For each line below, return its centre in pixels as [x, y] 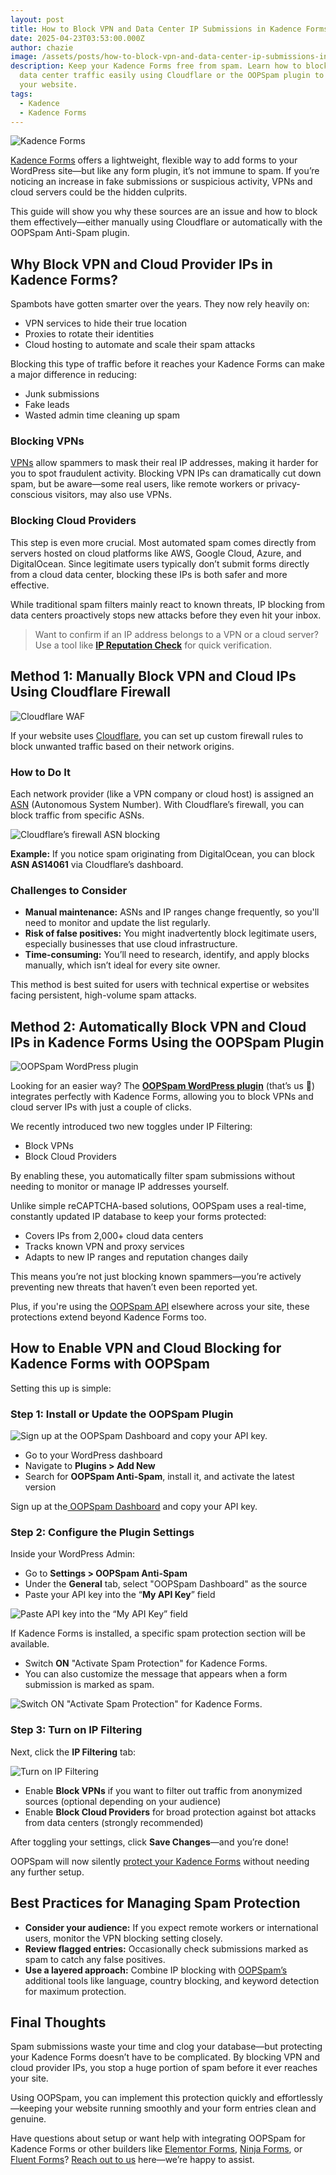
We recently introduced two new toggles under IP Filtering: [131, 1126]
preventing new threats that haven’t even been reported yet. [134, 1287]
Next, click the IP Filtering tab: [73, 1752]
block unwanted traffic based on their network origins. [122, 746]
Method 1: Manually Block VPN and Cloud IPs [153, 676]
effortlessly [299, 2098]
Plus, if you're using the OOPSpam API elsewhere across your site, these [160, 1306]
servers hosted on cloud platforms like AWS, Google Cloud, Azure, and [156, 553]
